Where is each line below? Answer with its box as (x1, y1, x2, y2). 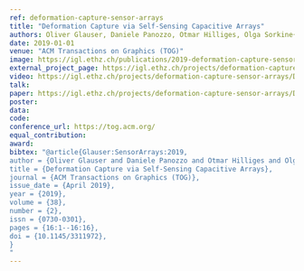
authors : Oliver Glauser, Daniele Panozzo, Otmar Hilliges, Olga (9, 30, 261, 39)
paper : (9, 89, 34, 98)
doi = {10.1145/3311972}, (9, 231, 107, 240)
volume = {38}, (9, 198, 67, 208)
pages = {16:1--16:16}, (9, 223, 100, 232)
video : (9, 72, 34, 81)
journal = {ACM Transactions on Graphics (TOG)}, (9, 173, 201, 182)
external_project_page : (9, 64, 100, 73)
